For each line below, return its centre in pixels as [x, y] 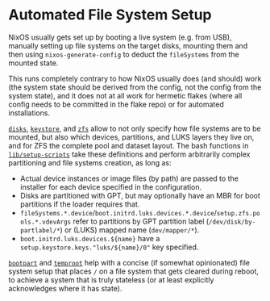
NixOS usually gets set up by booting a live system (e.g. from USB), [120, 37]
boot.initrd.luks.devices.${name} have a [90, 238]
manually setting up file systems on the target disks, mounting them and [128, 45]
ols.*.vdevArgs [46, 222]
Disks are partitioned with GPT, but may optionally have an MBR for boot [140, 195]
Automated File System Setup [110, 15]
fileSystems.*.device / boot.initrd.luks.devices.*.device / [118, 212]
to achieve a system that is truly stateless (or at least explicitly [111, 279]
